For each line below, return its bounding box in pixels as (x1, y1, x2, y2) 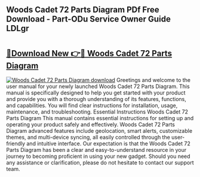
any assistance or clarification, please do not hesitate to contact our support (6, 159, 194, 166)
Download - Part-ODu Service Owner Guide (6, 14, 171, 25)
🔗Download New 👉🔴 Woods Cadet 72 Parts (6, 48, 172, 59)
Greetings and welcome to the (116, 77, 191, 83)
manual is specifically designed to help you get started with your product (6, 89, 186, 96)
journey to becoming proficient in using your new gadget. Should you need (6, 152, 190, 160)
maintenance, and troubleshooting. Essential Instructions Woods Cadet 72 (6, 108, 189, 115)
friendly (6, 140, 26, 147)
